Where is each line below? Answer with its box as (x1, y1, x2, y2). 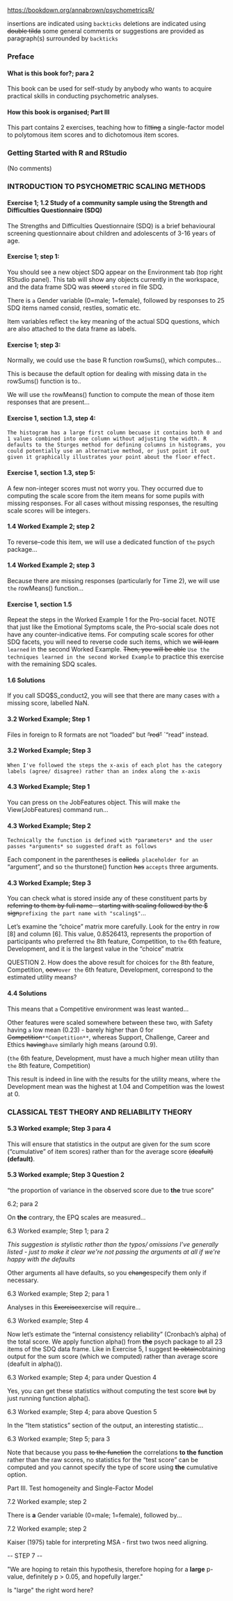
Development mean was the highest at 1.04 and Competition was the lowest (7, 1082, 225, 1090)
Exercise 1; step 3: (7, 340, 61, 349)
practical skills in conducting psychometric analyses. (7, 92, 159, 100)
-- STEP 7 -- (7, 1551, 43, 1560)
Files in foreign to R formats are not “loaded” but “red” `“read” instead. (7, 730, 209, 739)
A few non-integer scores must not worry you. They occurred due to (7, 484, 204, 493)
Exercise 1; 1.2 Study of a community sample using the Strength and (7, 199, 208, 207)
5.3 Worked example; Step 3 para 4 (7, 1125, 111, 1133)
